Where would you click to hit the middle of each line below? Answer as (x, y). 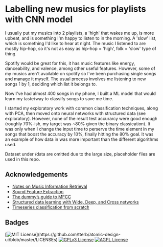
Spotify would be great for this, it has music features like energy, (70, 63)
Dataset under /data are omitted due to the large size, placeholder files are (80, 154)
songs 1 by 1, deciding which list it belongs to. (51, 84)
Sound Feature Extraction (38, 191)
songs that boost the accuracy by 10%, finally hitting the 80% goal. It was (79, 134)
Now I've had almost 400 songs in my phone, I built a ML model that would (81, 93)
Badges (17, 223)
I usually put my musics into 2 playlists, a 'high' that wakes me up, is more (80, 33)
